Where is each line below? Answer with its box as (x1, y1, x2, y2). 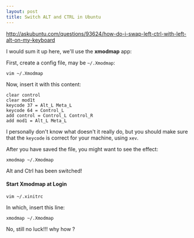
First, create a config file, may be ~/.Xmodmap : (6, 59, 116, 66)
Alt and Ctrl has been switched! (6, 167, 82, 174)
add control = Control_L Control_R (6, 113, 93, 118)
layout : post (6, 8, 38, 15)
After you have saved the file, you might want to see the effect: (6, 145, 159, 152)
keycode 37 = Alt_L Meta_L (6, 102, 72, 108)
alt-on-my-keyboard (6, 36, 55, 43)
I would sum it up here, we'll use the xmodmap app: (6, 47, 132, 55)
